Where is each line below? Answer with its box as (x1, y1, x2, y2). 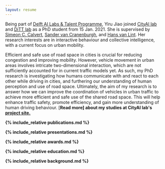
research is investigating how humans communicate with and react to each (5, 73, 159, 79)
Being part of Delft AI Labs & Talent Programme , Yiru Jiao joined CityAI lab (5, 21, 157, 27)
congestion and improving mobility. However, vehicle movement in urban (5, 57, 155, 63)
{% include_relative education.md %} (5, 148, 84, 154)
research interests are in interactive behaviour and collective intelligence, (5, 37, 155, 43)
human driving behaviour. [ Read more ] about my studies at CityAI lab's (5, 104, 153, 110)
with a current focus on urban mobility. (5, 42, 84, 48)
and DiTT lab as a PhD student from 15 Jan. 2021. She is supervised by (5, 26, 150, 32)
